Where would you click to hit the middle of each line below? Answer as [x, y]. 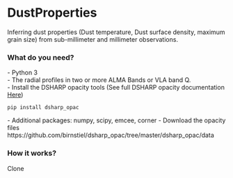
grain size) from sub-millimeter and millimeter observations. [93, 39]
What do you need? [41, 57]
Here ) [15, 95]
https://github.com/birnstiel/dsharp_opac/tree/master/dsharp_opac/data [111, 135]
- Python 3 [23, 73]
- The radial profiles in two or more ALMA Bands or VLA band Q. [99, 80]
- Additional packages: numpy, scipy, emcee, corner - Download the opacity [116, 120]
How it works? [32, 153]
